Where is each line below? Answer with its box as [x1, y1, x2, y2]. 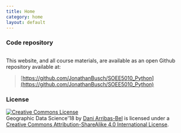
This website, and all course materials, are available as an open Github [6, 57, 176, 64]
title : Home [6, 8, 35, 15]
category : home [6, 14, 43, 20]
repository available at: [6, 63, 61, 70]
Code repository [6, 38, 54, 47]
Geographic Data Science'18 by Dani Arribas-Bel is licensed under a [6, 114, 170, 121]
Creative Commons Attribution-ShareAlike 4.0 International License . [6, 121, 169, 128]
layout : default [6, 19, 46, 25]
